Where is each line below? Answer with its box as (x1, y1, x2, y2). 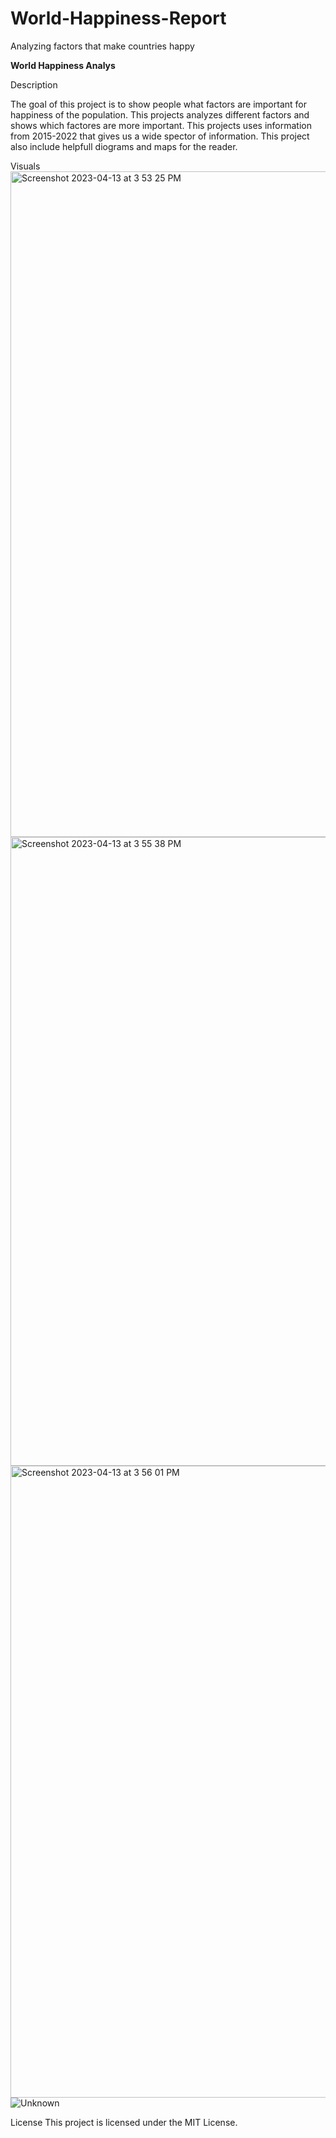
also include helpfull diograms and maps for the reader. (10, 140, 238, 152)
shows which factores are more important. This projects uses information (10, 119, 312, 131)
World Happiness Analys (10, 59, 116, 71)
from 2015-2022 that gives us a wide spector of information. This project (10, 130, 310, 142)
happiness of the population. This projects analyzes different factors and (10, 108, 310, 121)
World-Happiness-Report (10, 7, 227, 30)
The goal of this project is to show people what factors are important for (10, 98, 307, 110)
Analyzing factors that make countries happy (10, 40, 195, 52)
